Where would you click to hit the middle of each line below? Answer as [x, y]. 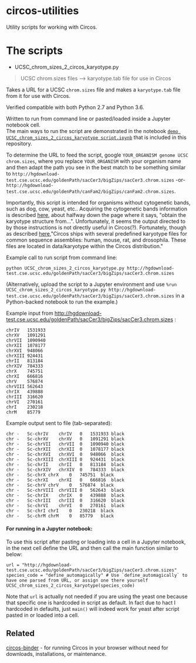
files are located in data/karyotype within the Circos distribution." [85, 246]
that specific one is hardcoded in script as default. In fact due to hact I [91, 603]
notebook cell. [23, 125]
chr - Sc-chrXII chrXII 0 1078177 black [65, 449]
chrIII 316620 [25, 397]
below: [14, 555]
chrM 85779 [23, 412]
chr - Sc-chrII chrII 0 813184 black [65, 464]
